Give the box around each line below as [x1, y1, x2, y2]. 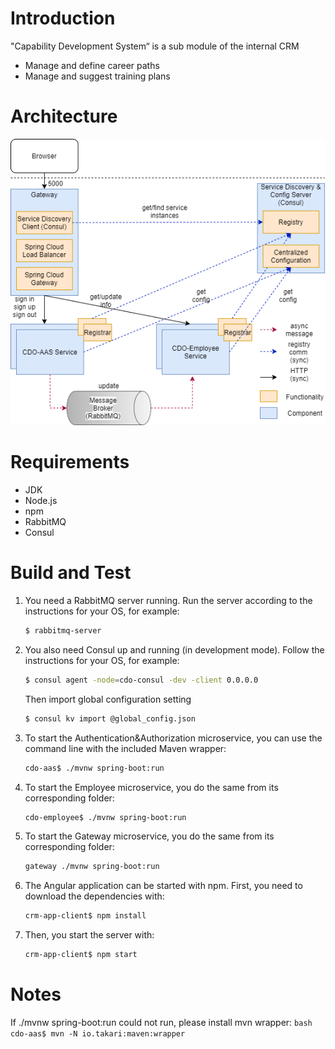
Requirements [10, 451, 130, 474]
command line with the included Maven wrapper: [24, 742, 227, 754]
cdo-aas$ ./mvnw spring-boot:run [24, 763, 165, 773]
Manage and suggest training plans [24, 70, 171, 82]
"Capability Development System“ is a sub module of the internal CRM [10, 40, 300, 52]
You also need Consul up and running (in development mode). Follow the [24, 643, 325, 656]
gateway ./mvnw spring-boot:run [24, 862, 160, 872]
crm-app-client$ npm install [24, 911, 147, 921]
